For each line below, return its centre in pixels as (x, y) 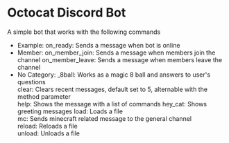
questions (32, 82)
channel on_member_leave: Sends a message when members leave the (120, 59)
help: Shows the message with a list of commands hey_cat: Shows (112, 104)
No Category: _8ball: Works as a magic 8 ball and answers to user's (113, 75)
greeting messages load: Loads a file (70, 111)
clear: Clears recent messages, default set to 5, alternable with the (112, 89)
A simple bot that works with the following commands (84, 32)
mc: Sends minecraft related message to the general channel (104, 118)
